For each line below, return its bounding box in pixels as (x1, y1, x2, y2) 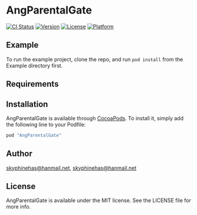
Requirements (6, 79, 59, 89)
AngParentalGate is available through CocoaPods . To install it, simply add (6, 114, 184, 121)
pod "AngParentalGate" (6, 132, 62, 138)
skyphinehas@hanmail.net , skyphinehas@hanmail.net (6, 164, 137, 171)
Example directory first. (6, 62, 63, 69)
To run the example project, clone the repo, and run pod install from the (6, 55, 183, 62)
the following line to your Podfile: (6, 121, 86, 128)
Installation (6, 99, 48, 109)
